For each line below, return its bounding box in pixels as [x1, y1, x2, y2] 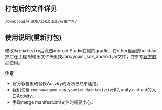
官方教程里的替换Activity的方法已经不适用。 [12, 81, 101, 86]
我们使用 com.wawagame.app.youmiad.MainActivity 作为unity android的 [12, 86, 152, 92]
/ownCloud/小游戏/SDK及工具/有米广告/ [5, 19, 77, 24]
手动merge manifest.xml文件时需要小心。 [12, 99, 96, 105]
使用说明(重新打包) [5, 33, 62, 42]
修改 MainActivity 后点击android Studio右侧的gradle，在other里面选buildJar [5, 47, 157, 53]
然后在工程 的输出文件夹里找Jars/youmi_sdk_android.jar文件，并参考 [5, 54, 144, 59]
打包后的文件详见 [5, 4, 57, 13]
